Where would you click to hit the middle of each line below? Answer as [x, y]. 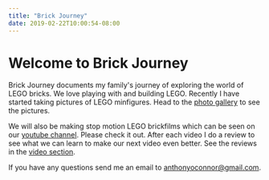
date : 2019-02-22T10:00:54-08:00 [64, 23]
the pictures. [29, 111]
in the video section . [42, 152]
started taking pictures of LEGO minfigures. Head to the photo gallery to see [134, 102]
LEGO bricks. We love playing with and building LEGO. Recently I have [124, 94]
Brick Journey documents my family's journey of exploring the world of [126, 85]
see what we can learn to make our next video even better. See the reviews [132, 143]
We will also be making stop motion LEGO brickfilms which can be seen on [132, 126]
